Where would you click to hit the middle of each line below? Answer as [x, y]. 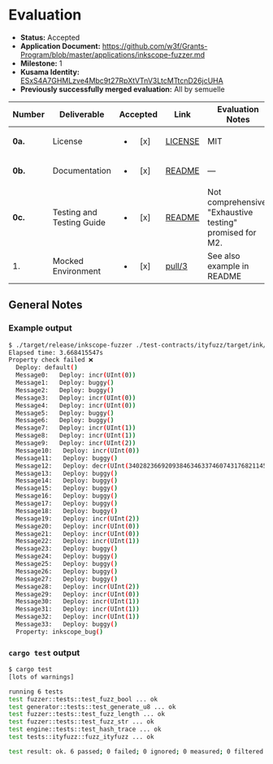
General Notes [45, 305]
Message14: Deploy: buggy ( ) [67, 481]
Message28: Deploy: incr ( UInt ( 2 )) [78, 586]
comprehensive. [238, 202]
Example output [40, 328]
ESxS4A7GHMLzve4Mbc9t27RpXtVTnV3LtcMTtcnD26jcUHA [121, 80]
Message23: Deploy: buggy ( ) [67, 549]
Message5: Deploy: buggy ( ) [65, 413]
